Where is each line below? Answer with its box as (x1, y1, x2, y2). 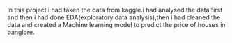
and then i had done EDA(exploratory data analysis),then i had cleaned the (7, 13, 221, 21)
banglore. (7, 28, 35, 36)
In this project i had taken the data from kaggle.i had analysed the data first (7, 6, 223, 14)
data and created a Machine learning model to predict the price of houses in (7, 21, 226, 28)
